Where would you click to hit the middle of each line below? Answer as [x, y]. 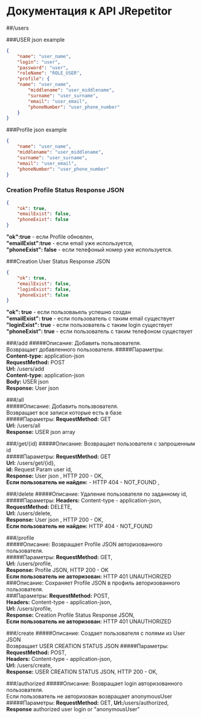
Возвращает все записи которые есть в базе [64, 413]
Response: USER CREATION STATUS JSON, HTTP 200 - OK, [82, 672]
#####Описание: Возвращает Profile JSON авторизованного [85, 544]
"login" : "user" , [39, 62]
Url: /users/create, [29, 665]
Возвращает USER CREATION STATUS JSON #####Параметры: [88, 646]
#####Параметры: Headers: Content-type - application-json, [84, 501]
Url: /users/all [23, 425]
